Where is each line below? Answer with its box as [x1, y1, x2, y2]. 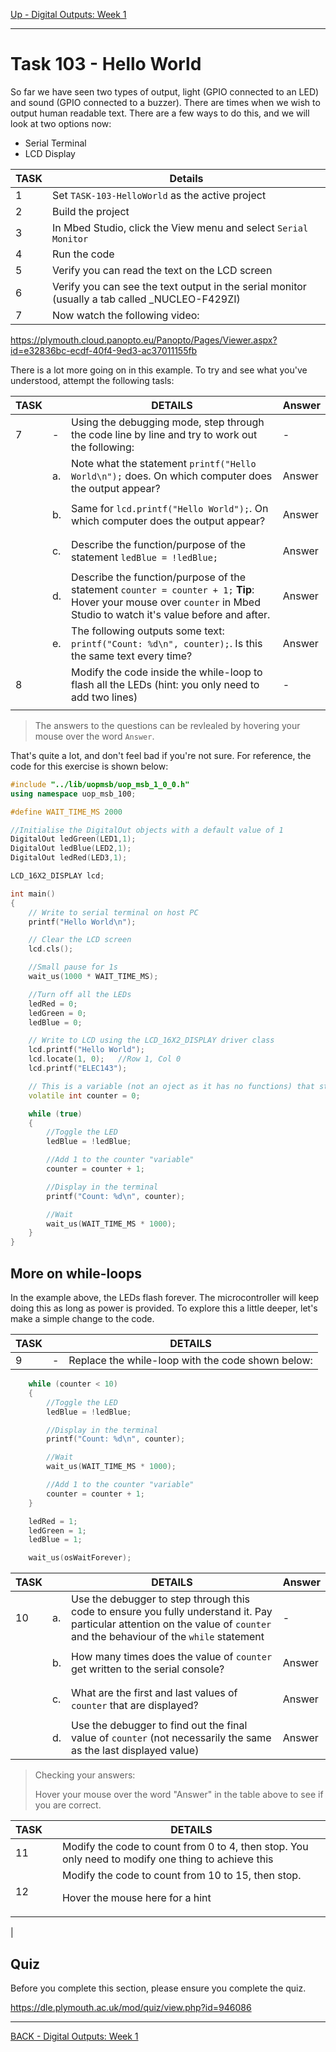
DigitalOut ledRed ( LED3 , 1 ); [10, 853, 128, 863]
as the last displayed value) [71, 1744, 200, 1758]
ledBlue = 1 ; [28, 1535, 83, 1545]
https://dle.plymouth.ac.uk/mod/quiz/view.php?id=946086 [10, 2001, 252, 2013]
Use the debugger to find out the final [71, 1719, 248, 1733]
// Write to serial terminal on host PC [28, 907, 199, 918]
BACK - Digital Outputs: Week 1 [10, 2030, 139, 2042]
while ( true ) [28, 1109, 83, 1119]
